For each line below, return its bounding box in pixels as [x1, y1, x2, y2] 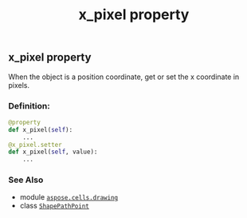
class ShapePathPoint [19, 201, 89, 211]
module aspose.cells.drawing [19, 192, 118, 202]
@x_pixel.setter [8, 141, 62, 149]
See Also [8, 174, 44, 185]
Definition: [8, 100, 50, 111]
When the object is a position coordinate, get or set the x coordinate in [8, 72, 240, 81]
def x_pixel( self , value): [8, 148, 98, 157]
